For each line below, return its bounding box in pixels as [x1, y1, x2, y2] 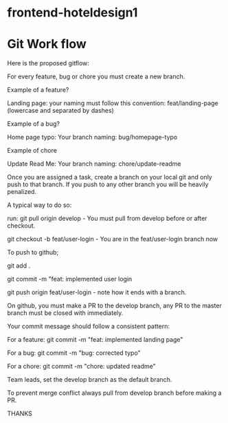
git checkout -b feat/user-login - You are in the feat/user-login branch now [7, 235, 218, 243]
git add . [7, 261, 31, 270]
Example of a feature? [7, 86, 69, 94]
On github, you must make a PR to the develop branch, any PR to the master [7, 301, 222, 310]
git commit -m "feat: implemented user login [7, 275, 133, 283]
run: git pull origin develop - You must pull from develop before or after [7, 215, 207, 223]
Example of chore [7, 147, 57, 155]
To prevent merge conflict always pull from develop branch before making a [7, 389, 222, 397]
